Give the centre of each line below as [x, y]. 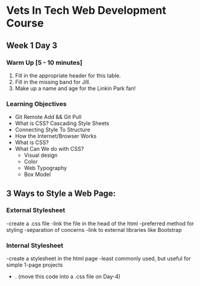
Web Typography [45, 168]
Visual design [41, 155]
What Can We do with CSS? [49, 149]
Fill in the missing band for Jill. [53, 82]
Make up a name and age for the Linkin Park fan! [75, 88]
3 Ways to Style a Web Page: [61, 193]
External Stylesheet [36, 210]
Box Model [37, 174]
